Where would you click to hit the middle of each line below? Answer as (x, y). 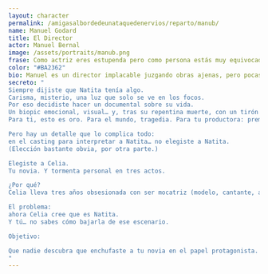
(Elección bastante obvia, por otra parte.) (83, 149)
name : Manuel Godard (43, 30)
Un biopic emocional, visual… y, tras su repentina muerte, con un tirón (134, 113)
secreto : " (26, 82)
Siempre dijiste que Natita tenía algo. (77, 90)
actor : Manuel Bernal (44, 46)
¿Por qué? (25, 185)
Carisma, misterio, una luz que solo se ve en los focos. (106, 97)
